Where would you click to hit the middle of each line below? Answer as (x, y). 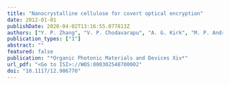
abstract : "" (26, 45)
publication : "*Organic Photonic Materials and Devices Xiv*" (98, 58)
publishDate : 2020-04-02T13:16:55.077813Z (68, 26)
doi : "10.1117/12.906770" (44, 71)
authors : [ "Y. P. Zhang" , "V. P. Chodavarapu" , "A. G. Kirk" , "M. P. (108, 33)
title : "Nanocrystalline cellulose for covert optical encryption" (105, 13)
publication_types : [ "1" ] (44, 39)
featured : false (30, 52)
